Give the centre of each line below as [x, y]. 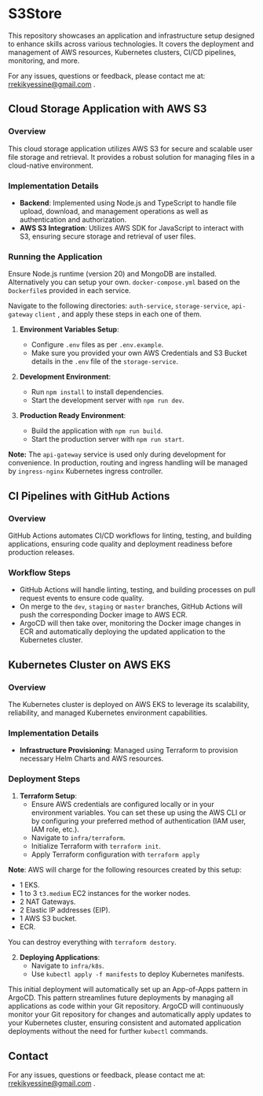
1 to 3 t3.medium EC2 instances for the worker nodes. [105, 894]
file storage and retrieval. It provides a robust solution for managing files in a [131, 157]
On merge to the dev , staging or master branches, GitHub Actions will [131, 606]
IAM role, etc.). [55, 829]
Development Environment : [65, 377]
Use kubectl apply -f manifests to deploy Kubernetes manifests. [138, 974]
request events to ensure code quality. [82, 598]
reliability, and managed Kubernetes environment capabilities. [108, 713]
